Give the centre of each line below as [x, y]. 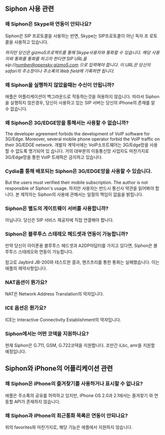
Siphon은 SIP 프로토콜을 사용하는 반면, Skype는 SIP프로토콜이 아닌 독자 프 [77, 35]
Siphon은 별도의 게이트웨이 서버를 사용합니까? [57, 208]
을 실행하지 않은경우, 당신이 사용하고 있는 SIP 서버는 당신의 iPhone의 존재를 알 [80, 102]
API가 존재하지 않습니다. [37, 402]
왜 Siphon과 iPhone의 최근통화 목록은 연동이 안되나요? [67, 415]
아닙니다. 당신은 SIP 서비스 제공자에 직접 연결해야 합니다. [59, 220]
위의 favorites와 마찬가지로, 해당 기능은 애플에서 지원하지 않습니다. [69, 427]
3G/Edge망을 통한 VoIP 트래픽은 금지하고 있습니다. [54, 157]
